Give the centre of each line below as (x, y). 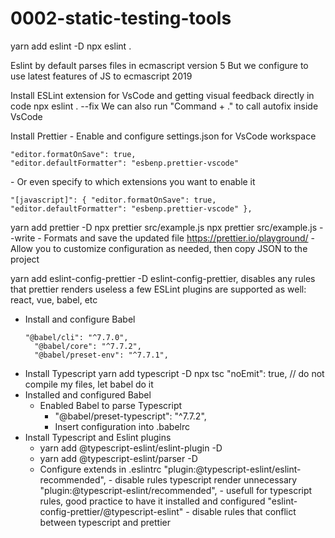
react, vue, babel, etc (54, 299)
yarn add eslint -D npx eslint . (71, 46)
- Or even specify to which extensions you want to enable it (133, 181)
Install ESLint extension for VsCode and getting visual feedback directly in (162, 95)
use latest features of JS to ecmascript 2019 (101, 76)
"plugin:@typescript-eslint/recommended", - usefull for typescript (176, 490)
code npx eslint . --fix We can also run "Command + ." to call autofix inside (164, 106)
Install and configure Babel (80, 319)
